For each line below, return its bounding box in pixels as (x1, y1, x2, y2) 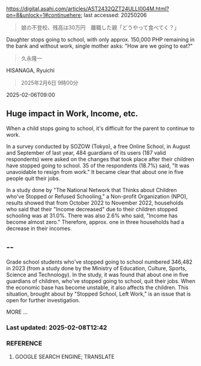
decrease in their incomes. (6, 225, 72, 232)
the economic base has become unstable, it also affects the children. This (6, 284, 189, 291)
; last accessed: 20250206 (80, 11, 147, 19)
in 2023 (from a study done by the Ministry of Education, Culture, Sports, (6, 264, 187, 271)
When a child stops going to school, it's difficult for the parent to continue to (6, 125, 195, 132)
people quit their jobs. (6, 175, 61, 182)
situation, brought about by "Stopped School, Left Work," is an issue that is (6, 290, 191, 297)
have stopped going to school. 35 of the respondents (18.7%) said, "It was (6, 162, 190, 169)
